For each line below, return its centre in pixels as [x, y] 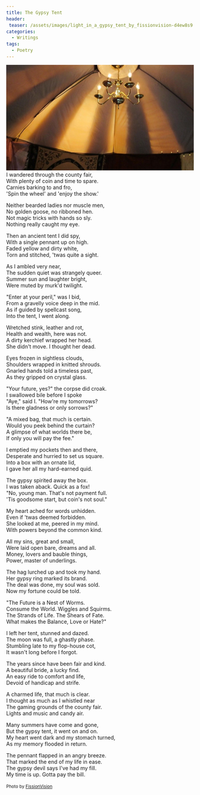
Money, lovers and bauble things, [47, 554]
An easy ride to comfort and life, [46, 676]
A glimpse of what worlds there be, [49, 432]
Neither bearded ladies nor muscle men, [56, 205]
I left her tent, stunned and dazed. [48, 633]
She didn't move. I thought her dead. [51, 347]
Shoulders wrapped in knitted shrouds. [54, 364]
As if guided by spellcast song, [44, 310]
